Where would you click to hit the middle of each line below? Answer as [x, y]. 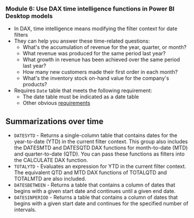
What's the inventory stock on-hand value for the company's [96, 78]
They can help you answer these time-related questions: [82, 41]
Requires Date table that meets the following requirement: [83, 91]
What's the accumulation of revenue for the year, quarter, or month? [105, 47]
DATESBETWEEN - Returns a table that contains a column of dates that [95, 185]
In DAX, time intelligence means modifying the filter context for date [96, 29]
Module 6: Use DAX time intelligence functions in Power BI [90, 9]
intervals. [25, 210]
